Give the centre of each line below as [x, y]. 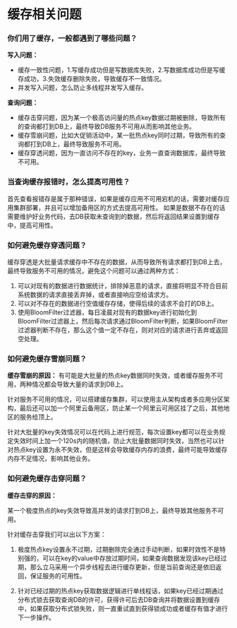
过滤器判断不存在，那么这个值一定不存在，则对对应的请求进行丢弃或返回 [122, 330]
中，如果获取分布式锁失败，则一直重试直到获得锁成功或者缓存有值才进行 [122, 608]
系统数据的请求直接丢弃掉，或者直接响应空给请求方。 [95, 295]
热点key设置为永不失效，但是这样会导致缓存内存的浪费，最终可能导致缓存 [120, 450]
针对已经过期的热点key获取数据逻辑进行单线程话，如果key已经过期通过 [121, 591]
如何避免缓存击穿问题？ [47, 479]
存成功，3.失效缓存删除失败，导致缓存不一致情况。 [91, 79]
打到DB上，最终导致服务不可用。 [78, 144]
